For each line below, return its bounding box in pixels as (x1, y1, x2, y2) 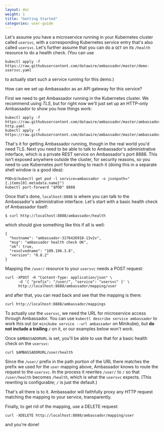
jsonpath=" (107, 177, 130, 182)
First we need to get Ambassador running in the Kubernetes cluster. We (5, 95, 149, 101)
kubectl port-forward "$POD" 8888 (5, 185, 76, 190)
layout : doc (5, 7, 29, 12)
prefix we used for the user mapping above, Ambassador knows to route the (5, 364, 159, 370)
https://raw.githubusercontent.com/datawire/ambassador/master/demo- (5, 64, 150, 68)
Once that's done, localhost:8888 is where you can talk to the (5, 194, 129, 200)
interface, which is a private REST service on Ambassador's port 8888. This (5, 151, 158, 157)
